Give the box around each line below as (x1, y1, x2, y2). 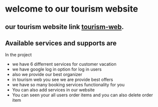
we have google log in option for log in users (12, 66, 102, 72)
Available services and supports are (5, 39, 117, 47)
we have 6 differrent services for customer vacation (12, 61, 117, 67)
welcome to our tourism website (5, 3, 138, 15)
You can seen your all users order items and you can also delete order (12, 92, 153, 98)
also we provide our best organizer (12, 72, 82, 77)
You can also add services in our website (12, 87, 95, 93)
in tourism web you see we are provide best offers (12, 76, 113, 83)
